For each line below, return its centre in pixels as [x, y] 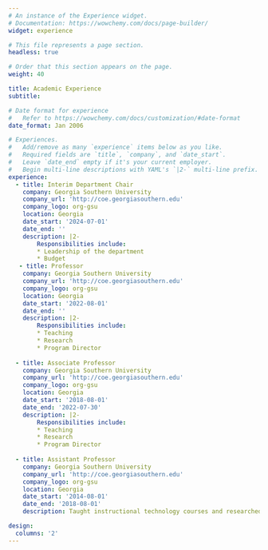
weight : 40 [26, 74]
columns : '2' [37, 533]
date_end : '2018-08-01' [62, 504]
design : [21, 526]
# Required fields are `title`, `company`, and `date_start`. [117, 155]
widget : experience [41, 30]
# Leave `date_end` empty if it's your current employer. [110, 162]
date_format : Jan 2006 [46, 126]
